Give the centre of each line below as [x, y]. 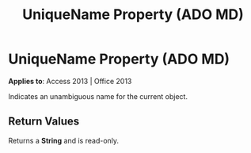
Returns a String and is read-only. [64, 140]
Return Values [44, 122]
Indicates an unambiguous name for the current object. [98, 96]
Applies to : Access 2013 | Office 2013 [70, 81]
